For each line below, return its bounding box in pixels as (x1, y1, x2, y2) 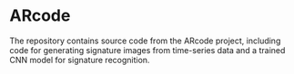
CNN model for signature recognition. (9, 54, 150, 65)
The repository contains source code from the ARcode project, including (9, 35, 281, 46)
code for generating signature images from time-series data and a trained (9, 44, 286, 55)
